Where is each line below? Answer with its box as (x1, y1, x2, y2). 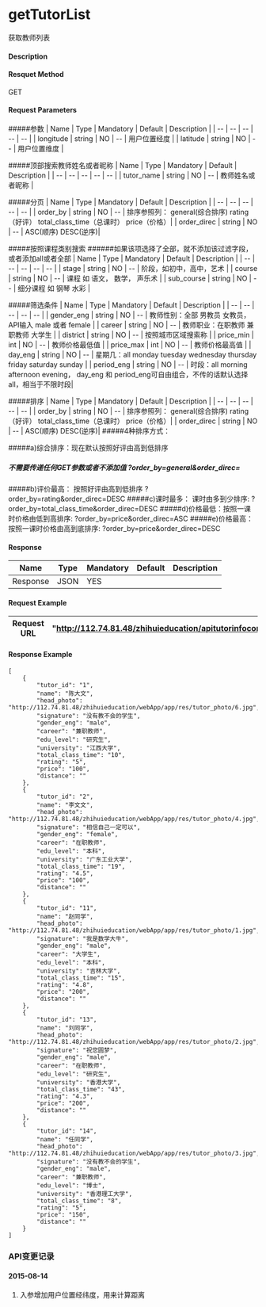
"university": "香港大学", (36, 1078, 121, 1087)
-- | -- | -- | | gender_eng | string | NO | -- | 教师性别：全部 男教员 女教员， (8, 310, 251, 319)
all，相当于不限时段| (8, 379, 74, 389)
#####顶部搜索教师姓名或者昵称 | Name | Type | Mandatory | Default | (8, 160, 237, 170)
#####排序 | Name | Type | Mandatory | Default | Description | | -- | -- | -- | (8, 396, 253, 406)
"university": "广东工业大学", (36, 855, 133, 863)
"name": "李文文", (36, 801, 93, 809)
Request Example (8, 598, 67, 607)
